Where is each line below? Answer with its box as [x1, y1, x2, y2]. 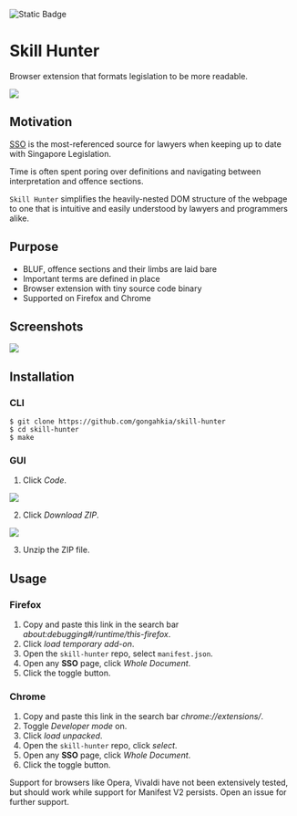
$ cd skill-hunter [9, 425, 79, 434]
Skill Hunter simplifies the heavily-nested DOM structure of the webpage [9, 193, 288, 204]
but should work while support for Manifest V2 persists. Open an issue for [9, 787, 287, 798]
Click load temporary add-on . [22, 639, 135, 650]
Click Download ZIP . [22, 509, 99, 520]
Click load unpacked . [22, 730, 103, 741]
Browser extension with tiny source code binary [22, 283, 202, 294]
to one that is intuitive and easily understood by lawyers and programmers [9, 203, 289, 214]
